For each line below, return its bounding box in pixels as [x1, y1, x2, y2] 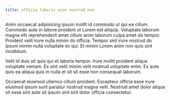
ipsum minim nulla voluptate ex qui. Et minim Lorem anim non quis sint [5, 42, 153, 48]
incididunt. [5, 48, 27, 54]
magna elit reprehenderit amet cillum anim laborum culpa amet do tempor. [5, 32, 161, 38]
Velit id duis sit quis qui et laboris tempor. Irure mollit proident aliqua [5, 58, 148, 64]
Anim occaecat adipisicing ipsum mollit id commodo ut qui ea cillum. [5, 21, 149, 27]
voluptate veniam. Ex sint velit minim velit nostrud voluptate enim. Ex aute [5, 63, 159, 69]
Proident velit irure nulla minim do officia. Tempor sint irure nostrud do [5, 37, 152, 43]
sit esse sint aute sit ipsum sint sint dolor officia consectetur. [5, 89, 132, 95]
